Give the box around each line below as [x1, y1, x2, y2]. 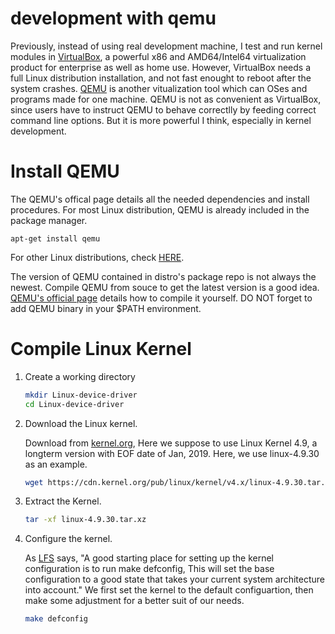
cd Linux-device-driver [24, 399, 125, 409]
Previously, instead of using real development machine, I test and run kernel [10, 40, 323, 52]
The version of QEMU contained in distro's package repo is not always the [10, 270, 317, 282]
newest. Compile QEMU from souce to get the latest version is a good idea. [10, 281, 320, 293]
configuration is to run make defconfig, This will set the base [24, 563, 275, 575]
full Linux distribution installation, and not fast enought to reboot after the [10, 72, 312, 84]
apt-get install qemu [10, 233, 101, 244]
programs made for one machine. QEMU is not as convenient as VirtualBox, [10, 93, 322, 105]
